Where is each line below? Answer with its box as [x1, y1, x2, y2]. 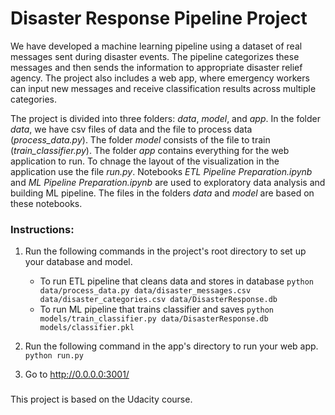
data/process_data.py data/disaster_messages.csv [39, 286, 252, 296]
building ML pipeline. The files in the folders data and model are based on [10, 187, 315, 199]
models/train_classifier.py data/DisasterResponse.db [39, 314, 269, 324]
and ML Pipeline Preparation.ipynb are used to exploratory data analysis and [10, 176, 326, 188]
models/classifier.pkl [39, 323, 135, 333]
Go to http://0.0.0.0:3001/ [24, 368, 130, 381]
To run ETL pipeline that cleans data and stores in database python [39, 275, 315, 287]
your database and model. [24, 256, 133, 268]
